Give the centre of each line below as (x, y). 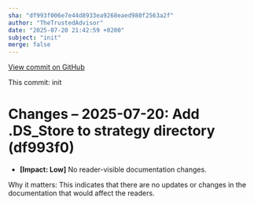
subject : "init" (35, 37)
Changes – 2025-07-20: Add (104, 114)
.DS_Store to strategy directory (112, 131)
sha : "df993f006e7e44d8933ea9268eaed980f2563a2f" (91, 15)
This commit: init (35, 83)
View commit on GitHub (46, 67)
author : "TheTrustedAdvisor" (56, 23)
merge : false (29, 45)
